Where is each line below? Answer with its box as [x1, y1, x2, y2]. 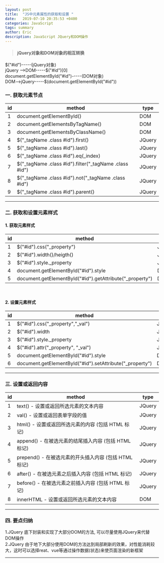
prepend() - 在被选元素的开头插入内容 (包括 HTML [17, 454, 133, 460]
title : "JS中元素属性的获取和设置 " [5, 12, 74, 17]
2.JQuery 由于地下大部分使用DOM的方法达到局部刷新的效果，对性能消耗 [5, 542, 151, 547]
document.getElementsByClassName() [17, 129, 106, 136]
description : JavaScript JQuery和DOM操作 [5, 35, 88, 40]
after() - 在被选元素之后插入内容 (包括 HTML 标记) [17, 471, 132, 477]
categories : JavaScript [5, 21, 54, 26]
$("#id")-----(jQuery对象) [5, 62, 57, 68]
